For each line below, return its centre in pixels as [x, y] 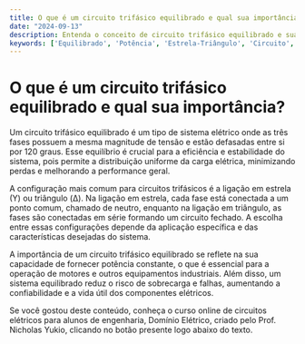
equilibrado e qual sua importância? [148, 108]
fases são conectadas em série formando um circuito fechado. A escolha [146, 218]
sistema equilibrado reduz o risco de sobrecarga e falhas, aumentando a [145, 283]
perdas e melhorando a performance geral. [90, 171]
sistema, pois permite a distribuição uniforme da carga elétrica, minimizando [152, 162]
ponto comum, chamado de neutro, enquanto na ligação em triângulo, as [146, 208]
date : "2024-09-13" [46, 26]
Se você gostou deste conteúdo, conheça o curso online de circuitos [138, 310]
